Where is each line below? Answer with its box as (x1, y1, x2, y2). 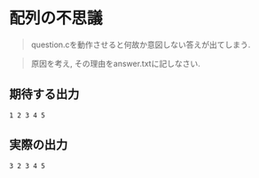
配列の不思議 (9, 8, 104, 28)
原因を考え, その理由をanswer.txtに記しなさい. (30, 58, 201, 69)
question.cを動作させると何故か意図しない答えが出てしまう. (30, 39, 251, 50)
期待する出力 (9, 86, 80, 102)
